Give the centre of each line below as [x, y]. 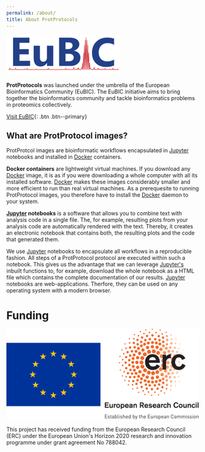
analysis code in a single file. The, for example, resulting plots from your [97, 220]
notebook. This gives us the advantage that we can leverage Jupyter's [95, 265]
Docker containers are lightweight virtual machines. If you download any [99, 169]
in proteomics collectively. [39, 104]
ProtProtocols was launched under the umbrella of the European [88, 85]
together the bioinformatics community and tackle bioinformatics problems [101, 98]
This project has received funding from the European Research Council [96, 429]
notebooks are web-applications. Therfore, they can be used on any [92, 284]
